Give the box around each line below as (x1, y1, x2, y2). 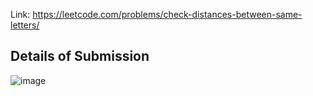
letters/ (10, 19, 40, 31)
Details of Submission (10, 48, 150, 65)
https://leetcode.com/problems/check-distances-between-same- (32, 9, 303, 20)
